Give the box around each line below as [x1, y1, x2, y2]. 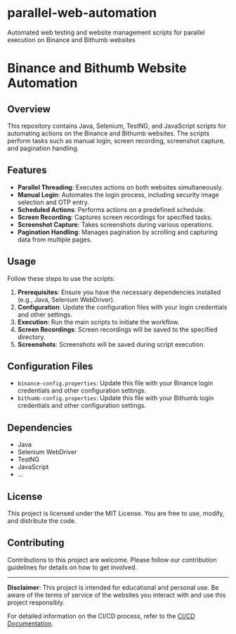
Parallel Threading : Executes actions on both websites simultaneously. [17, 183, 223, 191]
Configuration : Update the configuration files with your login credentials [17, 303, 228, 311]
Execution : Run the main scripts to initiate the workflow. [17, 317, 180, 326]
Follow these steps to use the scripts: [7, 274, 115, 282]
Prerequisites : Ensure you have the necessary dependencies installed [17, 288, 221, 296]
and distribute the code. [7, 517, 77, 524]
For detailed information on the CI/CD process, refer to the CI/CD [7, 612, 195, 620]
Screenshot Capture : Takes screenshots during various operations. [17, 220, 214, 229]
